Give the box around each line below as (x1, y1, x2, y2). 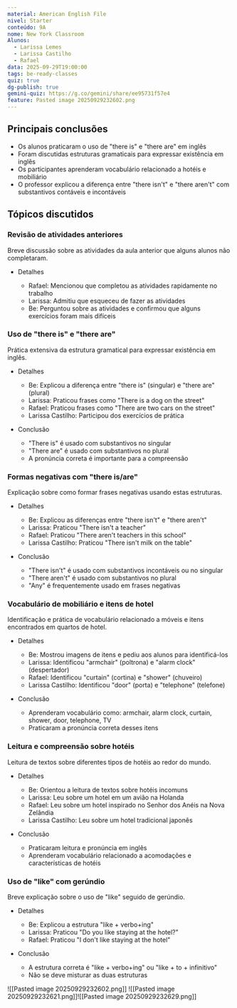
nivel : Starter (7, 17, 53, 24)
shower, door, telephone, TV (28, 716, 112, 725)
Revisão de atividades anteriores (7, 230, 123, 240)
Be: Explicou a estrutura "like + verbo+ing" (28, 920, 154, 929)
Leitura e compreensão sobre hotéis (7, 742, 135, 752)
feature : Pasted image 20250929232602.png (7, 97, 135, 104)
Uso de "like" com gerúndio (7, 876, 105, 886)
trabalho (28, 288, 53, 297)
